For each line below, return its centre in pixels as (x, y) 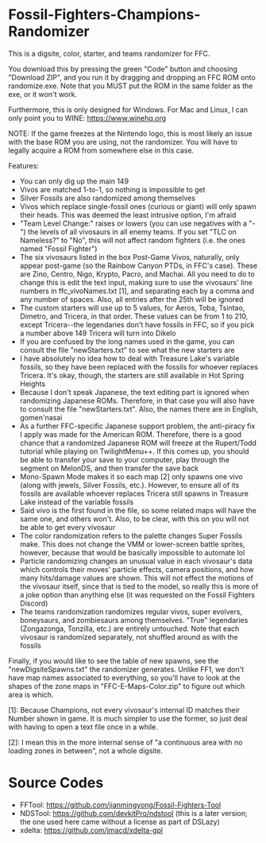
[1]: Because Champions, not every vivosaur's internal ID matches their (124, 710)
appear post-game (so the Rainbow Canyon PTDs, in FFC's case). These (139, 265)
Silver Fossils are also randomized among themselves (108, 198)
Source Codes (56, 783)
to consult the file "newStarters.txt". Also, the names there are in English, (139, 409)
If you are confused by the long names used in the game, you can (127, 341)
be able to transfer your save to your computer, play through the (125, 459)
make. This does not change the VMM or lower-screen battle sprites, (132, 544)
